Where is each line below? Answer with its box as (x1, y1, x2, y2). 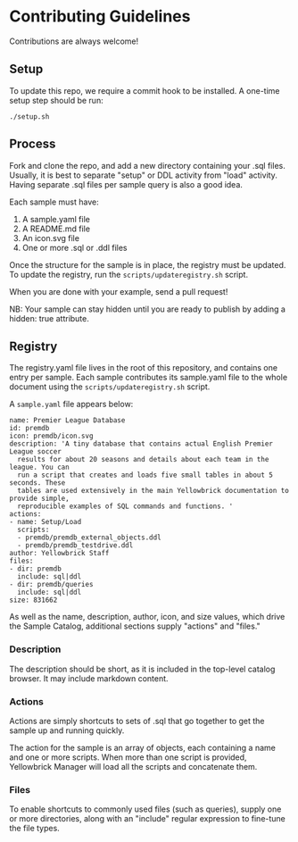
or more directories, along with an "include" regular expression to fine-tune (9, 813, 286, 824)
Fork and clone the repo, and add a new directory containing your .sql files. (9, 160, 286, 171)
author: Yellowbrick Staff (9, 549, 110, 558)
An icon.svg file (21, 232, 80, 243)
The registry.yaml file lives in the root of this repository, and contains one (9, 363, 278, 373)
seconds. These (9, 479, 66, 488)
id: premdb (9, 424, 50, 433)
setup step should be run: (9, 95, 104, 105)
